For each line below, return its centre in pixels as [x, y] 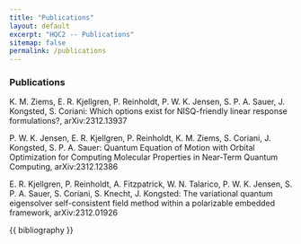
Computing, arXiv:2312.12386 [64, 167]
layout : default [40, 26]
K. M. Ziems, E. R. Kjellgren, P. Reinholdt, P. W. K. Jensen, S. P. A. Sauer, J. [147, 102]
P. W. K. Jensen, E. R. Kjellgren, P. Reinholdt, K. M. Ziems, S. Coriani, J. [140, 138]
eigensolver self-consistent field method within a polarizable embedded [142, 204]
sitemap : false [38, 43]
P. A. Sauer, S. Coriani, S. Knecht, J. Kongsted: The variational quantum [142, 194]
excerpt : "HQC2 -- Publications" [72, 34]
